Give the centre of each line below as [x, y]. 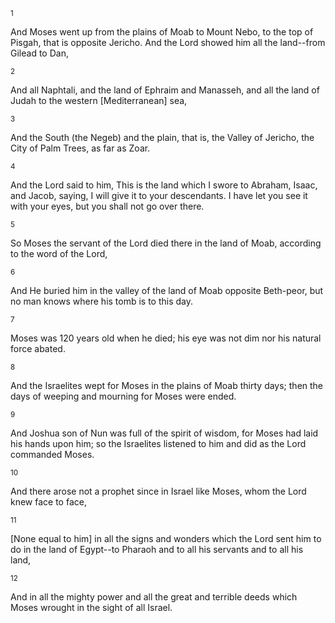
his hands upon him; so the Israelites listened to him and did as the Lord [158, 443]
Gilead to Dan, [39, 53]
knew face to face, [48, 502]
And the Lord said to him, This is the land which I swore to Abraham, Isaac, [164, 185]
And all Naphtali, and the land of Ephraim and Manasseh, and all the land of [165, 90]
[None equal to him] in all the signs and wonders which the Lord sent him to [166, 538]
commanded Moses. [52, 454]
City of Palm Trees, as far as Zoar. [80, 148]
